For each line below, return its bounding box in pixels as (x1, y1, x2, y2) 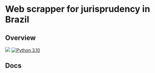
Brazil (5, 14, 30, 25)
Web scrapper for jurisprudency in (5, 3, 151, 15)
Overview (5, 34, 36, 42)
